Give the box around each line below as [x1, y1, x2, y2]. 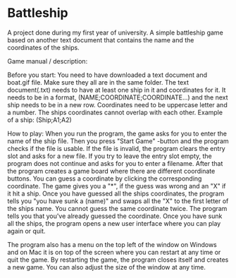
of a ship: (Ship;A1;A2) [7, 115, 72, 124]
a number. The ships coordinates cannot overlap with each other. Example [7, 108, 223, 116]
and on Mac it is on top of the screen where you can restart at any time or [7, 248, 221, 256]
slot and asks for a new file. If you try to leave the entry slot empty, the [7, 152, 213, 160]
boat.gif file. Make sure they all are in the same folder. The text [7, 78, 189, 86]
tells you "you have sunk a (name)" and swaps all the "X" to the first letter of [7, 196, 229, 205]
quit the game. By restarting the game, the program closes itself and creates [7, 255, 229, 264]
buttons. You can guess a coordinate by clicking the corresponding [7, 174, 202, 183]
